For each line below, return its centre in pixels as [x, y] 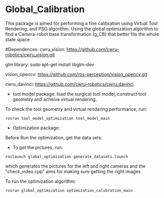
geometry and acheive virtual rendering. [55, 99]
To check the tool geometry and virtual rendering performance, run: [76, 109]
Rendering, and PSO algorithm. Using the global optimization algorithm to [82, 28]
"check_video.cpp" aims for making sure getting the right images [73, 171]
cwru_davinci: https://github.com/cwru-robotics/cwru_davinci [69, 84]
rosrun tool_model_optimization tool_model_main [58, 118]
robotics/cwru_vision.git [30, 55]
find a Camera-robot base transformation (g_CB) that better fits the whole [82, 34]
